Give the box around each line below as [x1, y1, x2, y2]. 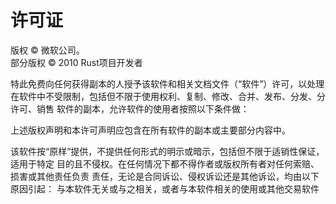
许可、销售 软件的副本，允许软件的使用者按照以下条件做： [10, 102, 250, 115]
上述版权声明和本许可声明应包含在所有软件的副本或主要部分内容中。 [10, 124, 291, 136]
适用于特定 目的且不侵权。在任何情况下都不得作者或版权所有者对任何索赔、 [10, 157, 320, 170]
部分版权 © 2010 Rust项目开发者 [10, 56, 143, 68]
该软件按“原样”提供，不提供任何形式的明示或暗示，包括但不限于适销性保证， [10, 145, 325, 157]
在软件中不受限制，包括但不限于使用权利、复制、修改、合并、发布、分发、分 [10, 90, 326, 102]
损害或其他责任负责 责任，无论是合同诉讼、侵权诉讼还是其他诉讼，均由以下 [10, 170, 320, 182]
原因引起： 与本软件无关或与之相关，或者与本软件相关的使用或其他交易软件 [10, 182, 320, 195]
